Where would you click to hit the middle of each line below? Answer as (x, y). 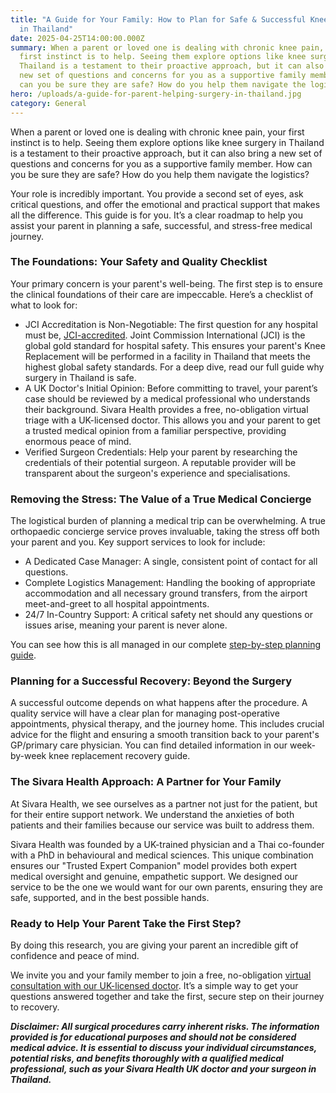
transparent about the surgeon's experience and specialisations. (157, 473)
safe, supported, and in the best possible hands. (110, 897)
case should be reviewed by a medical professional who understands (167, 398)
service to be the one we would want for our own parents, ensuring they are (166, 887)
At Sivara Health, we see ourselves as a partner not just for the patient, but (164, 803)
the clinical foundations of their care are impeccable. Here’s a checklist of (162, 294)
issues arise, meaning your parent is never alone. (126, 625)
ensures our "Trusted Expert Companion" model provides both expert (154, 865)
